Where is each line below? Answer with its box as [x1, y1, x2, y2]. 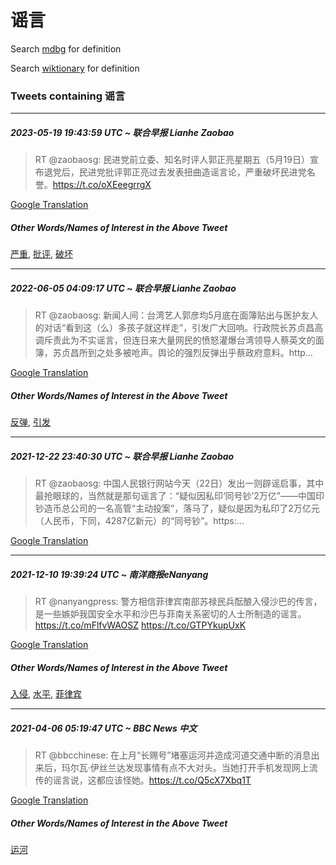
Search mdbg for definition [10, 42, 122, 55]
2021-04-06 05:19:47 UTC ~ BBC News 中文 [10, 722, 198, 734]
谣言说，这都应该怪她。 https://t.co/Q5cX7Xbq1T [52, 774, 252, 786]
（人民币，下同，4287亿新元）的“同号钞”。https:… [34, 515, 245, 527]
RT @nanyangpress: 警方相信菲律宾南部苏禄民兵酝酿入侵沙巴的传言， [34, 596, 323, 608]
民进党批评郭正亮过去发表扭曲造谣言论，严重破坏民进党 [78, 166, 307, 178]
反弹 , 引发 [10, 416, 51, 428]
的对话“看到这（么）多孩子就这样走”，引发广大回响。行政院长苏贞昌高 [34, 322, 324, 334]
